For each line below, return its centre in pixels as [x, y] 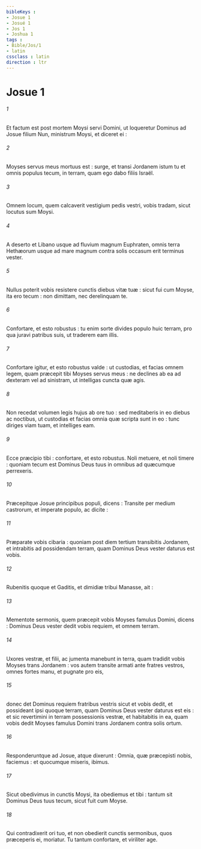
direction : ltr [26, 62]
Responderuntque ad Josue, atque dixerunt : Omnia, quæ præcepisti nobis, [99, 755]
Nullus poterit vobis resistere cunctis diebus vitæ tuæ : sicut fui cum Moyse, [100, 289]
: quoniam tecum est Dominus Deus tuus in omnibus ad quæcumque [91, 464]
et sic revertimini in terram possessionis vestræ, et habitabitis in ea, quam [97, 716]
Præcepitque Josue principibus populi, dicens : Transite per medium [91, 503]
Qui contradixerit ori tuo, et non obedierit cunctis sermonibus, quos [89, 833]
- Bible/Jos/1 [24, 46]
